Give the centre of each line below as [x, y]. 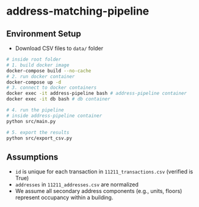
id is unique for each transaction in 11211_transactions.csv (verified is [104, 172]
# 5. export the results [38, 132]
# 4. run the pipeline [35, 110]
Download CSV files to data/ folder [59, 48]
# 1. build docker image [38, 65]
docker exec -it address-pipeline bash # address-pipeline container [97, 93]
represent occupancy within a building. [64, 198]
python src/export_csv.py [39, 138]
